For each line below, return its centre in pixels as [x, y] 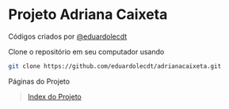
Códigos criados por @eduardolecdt [68, 36]
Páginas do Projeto [39, 81]
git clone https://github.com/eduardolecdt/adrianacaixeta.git [115, 66]
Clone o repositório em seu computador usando [86, 51]
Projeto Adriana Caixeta [88, 15]
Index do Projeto [54, 96]
